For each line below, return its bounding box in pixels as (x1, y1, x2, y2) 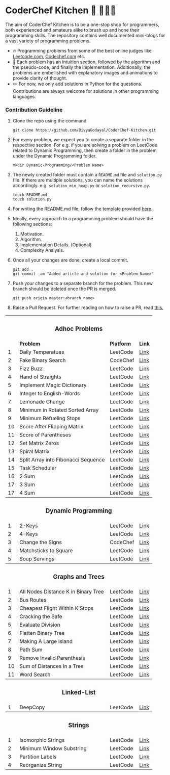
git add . (12, 267, 34, 272)
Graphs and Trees (53, 573, 105, 581)
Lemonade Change (19, 398, 65, 405)
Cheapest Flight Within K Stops (19, 605, 94, 611)
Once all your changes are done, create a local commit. (12, 257, 128, 263)
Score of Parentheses (19, 431, 71, 438)
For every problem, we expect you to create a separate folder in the (12, 137, 154, 143)
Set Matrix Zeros (19, 440, 59, 447)
